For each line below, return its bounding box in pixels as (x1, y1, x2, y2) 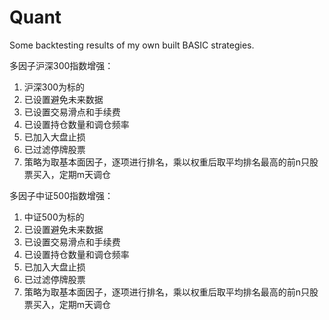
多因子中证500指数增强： (9, 189, 114, 201)
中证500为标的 (23, 211, 85, 223)
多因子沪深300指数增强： (9, 59, 114, 71)
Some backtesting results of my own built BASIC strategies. (9, 39, 255, 51)
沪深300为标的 (23, 81, 86, 93)
